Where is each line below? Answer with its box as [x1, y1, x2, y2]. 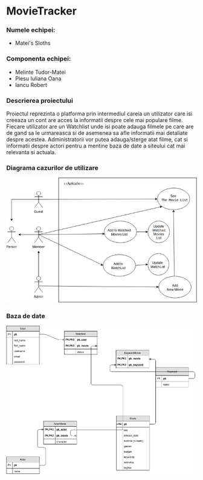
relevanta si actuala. [6, 149, 56, 156]
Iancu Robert [14, 81, 47, 88]
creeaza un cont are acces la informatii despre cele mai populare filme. [6, 117, 183, 124]
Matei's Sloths [14, 39, 51, 47]
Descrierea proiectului [6, 96, 74, 105]
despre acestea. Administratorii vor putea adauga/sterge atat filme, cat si [6, 136, 188, 143]
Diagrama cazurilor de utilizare [6, 164, 98, 172]
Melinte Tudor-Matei [14, 68, 66, 76]
